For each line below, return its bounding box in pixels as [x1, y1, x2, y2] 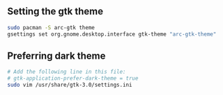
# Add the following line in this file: [7, 68, 127, 75]
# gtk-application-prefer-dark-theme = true [7, 75, 139, 82]
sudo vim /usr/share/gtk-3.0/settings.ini [7, 82, 132, 89]
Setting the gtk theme [7, 6, 103, 17]
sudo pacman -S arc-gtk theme [7, 24, 95, 31]
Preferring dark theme [7, 50, 106, 61]
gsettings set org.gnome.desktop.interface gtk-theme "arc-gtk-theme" [7, 31, 217, 38]
